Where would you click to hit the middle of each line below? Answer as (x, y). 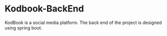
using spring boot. (23, 27)
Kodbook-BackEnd (44, 9)
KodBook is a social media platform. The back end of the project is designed (83, 22)
